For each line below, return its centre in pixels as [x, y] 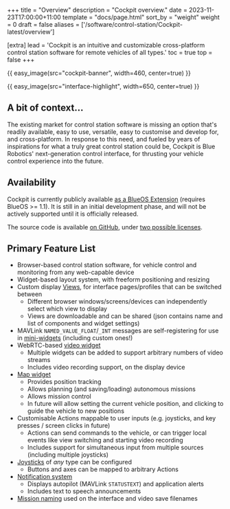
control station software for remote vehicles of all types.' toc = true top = [110, 52]
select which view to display [67, 309]
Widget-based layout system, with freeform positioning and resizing [113, 280]
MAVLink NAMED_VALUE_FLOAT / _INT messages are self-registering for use [118, 331]
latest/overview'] [31, 32]
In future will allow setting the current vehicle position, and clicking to [125, 404]
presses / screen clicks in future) [64, 426]
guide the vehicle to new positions [76, 411]
